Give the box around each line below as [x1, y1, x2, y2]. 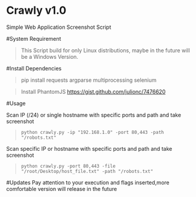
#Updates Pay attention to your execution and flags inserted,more [6, 178, 170, 186]
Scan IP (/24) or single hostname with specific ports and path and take [6, 111, 182, 118]
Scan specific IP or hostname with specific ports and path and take [6, 145, 173, 152]
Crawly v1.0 [6, 4, 67, 17]
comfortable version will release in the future [6, 185, 117, 192]
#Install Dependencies [6, 64, 62, 72]
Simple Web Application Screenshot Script [6, 23, 111, 31]
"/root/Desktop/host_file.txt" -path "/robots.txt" [20, 168, 153, 174]
